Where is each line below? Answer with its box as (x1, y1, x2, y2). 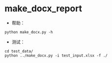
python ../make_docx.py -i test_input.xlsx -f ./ (4, 53, 108, 58)
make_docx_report (4, 3, 83, 14)
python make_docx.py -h (4, 30, 53, 34)
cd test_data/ (4, 49, 34, 54)
